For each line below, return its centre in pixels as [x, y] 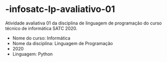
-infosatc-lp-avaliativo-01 [60, 9]
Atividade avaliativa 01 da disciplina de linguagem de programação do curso [83, 23]
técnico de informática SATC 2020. [41, 28]
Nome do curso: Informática [41, 38]
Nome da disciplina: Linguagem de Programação [63, 43]
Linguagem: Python [32, 54]
